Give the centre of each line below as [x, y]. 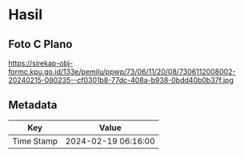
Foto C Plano [40, 44]
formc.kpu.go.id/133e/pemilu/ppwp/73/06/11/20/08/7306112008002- [122, 72]
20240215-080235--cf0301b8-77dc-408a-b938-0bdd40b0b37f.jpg [121, 80]
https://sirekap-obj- [41, 63]
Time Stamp [35, 141]
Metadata [33, 105]
